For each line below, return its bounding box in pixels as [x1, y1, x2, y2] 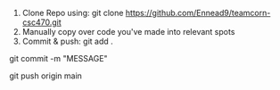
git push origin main [9, 70, 83, 81]
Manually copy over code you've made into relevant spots [21, 27, 235, 37]
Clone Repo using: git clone [21, 8, 124, 18]
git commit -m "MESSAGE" [9, 53, 109, 63]
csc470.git [21, 17, 62, 28]
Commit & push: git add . [21, 36, 113, 46]
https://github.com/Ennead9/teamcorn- [125, 8, 271, 18]
